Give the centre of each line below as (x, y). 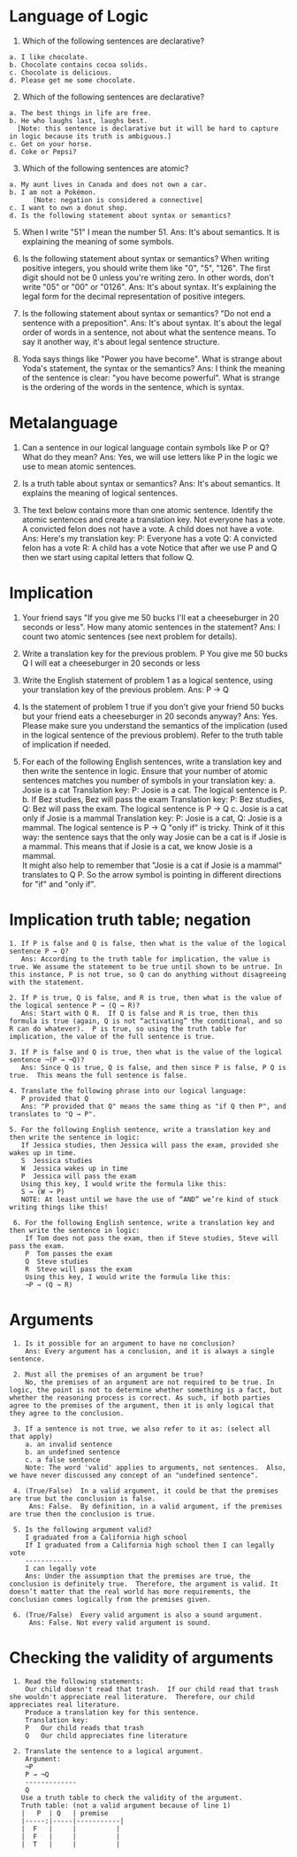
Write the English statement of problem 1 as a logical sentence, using (148, 680)
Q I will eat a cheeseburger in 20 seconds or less (111, 663)
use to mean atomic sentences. (79, 466)
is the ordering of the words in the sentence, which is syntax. (133, 386)
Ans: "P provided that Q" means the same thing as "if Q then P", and (154, 1106)
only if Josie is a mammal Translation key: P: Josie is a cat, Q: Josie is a (152, 818)
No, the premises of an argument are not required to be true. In (150, 1382)
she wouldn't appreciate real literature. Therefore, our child (132, 1697)
